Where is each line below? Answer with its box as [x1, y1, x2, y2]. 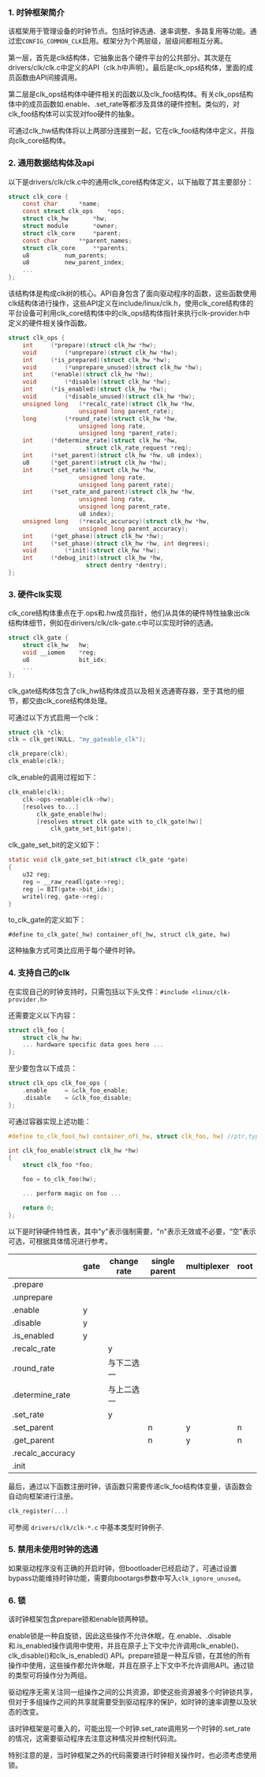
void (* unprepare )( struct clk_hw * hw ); [22, 349, 178, 357]
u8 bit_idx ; [22, 656, 108, 664]
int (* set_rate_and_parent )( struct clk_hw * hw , [22, 488, 196, 496]
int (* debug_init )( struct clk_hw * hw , [22, 554, 164, 562]
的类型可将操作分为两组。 [8, 1670, 91, 1680]
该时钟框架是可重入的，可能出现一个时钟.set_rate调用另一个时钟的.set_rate [8, 1724, 251, 1734]
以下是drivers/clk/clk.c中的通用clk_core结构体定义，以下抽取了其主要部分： [8, 177, 254, 186]
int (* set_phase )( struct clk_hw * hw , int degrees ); [22, 539, 211, 548]
